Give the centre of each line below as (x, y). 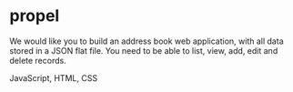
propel (35, 16)
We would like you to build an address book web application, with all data (146, 41)
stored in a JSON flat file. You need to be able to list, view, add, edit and (144, 50)
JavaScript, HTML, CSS (54, 77)
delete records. (38, 60)
